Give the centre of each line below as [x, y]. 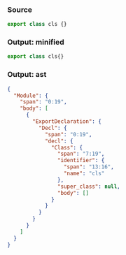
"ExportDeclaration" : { [67, 122]
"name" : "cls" [84, 174]
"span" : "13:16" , [89, 167]
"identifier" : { [81, 161]
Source [20, 10]
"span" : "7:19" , [81, 154]
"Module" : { [31, 96]
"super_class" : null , [89, 187]
